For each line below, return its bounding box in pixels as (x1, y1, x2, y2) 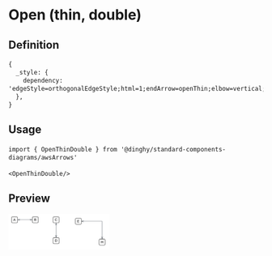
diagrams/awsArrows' (8, 153, 79, 161)
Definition (8, 38, 59, 52)
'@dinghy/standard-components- (120, 145, 227, 153)
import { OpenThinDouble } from (8, 145, 117, 153)
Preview (8, 192, 51, 206)
